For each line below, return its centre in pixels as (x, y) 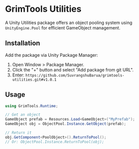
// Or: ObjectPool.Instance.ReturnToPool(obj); (55, 142)
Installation (23, 43)
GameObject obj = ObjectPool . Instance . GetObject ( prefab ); (66, 124)
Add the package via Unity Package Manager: (52, 55)
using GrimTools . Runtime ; (31, 106)
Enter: (18, 75)
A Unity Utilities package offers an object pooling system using (69, 23)
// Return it (18, 133)
